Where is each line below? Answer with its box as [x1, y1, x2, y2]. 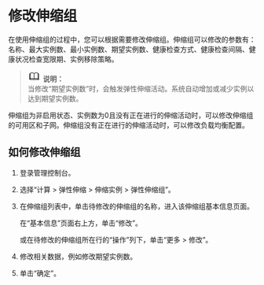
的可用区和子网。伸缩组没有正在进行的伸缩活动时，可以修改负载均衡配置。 [8, 120, 249, 130]
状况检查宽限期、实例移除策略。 [14, 54, 119, 64]
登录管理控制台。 [19, 168, 75, 177]
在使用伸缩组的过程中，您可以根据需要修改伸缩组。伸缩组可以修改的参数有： [8, 35, 256, 44]
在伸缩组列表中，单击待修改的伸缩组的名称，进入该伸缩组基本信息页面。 [19, 202, 254, 211]
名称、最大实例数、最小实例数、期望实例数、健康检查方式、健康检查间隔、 [8, 44, 249, 54]
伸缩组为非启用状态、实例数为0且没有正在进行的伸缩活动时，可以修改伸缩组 [8, 110, 254, 120]
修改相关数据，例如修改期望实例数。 [19, 251, 137, 261]
